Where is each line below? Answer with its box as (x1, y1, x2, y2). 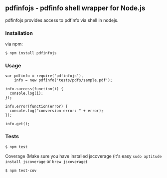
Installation (5, 29, 33, 36)
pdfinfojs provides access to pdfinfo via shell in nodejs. (5, 17, 119, 23)
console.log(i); (9, 91, 43, 96)
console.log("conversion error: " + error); (9, 108, 104, 114)
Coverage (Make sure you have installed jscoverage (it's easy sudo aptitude (5, 153, 162, 159)
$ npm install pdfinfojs (5, 51, 57, 56)
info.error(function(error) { (5, 104, 68, 109)
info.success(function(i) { (5, 87, 64, 92)
